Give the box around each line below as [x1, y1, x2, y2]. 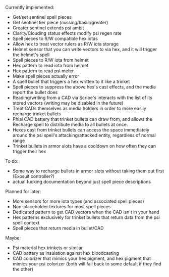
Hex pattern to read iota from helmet [12, 63, 89, 68]
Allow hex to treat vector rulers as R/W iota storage [12, 41, 119, 47]
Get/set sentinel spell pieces [12, 14, 72, 20]
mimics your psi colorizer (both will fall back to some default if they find [12, 261, 161, 267]
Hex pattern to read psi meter [12, 68, 74, 74]
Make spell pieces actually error [12, 73, 79, 79]
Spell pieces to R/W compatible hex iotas [12, 35, 98, 41]
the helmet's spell [12, 52, 50, 58]
